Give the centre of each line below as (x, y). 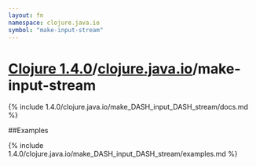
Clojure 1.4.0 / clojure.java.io (101, 69)
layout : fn (26, 15)
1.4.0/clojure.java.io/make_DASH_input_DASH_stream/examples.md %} (123, 154)
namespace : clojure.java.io (54, 23)
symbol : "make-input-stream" (56, 30)
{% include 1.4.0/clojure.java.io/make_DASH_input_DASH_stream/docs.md (128, 107)
